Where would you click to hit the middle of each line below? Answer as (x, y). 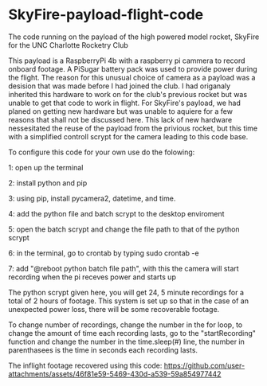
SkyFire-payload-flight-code (106, 15)
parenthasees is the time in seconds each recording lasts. (103, 350)
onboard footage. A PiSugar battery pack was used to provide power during (133, 68)
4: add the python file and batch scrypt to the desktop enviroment (116, 213)
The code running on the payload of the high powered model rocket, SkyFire (134, 37)
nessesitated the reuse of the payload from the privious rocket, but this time (133, 128)
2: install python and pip (48, 183)
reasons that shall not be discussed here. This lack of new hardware (120, 119)
